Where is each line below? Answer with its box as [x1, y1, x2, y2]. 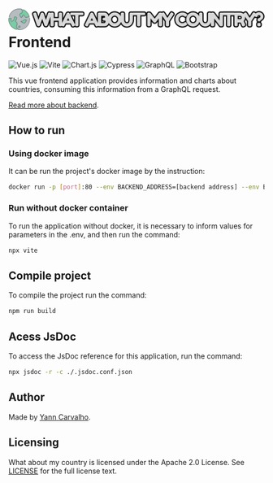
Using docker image [8, 148, 89, 159]
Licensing [8, 436, 59, 450]
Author [8, 390, 45, 404]
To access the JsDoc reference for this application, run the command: [8, 351, 243, 361]
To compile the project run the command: [8, 290, 147, 300]
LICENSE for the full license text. [8, 466, 118, 476]
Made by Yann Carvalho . [8, 411, 91, 422]
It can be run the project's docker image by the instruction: [8, 167, 206, 176]
